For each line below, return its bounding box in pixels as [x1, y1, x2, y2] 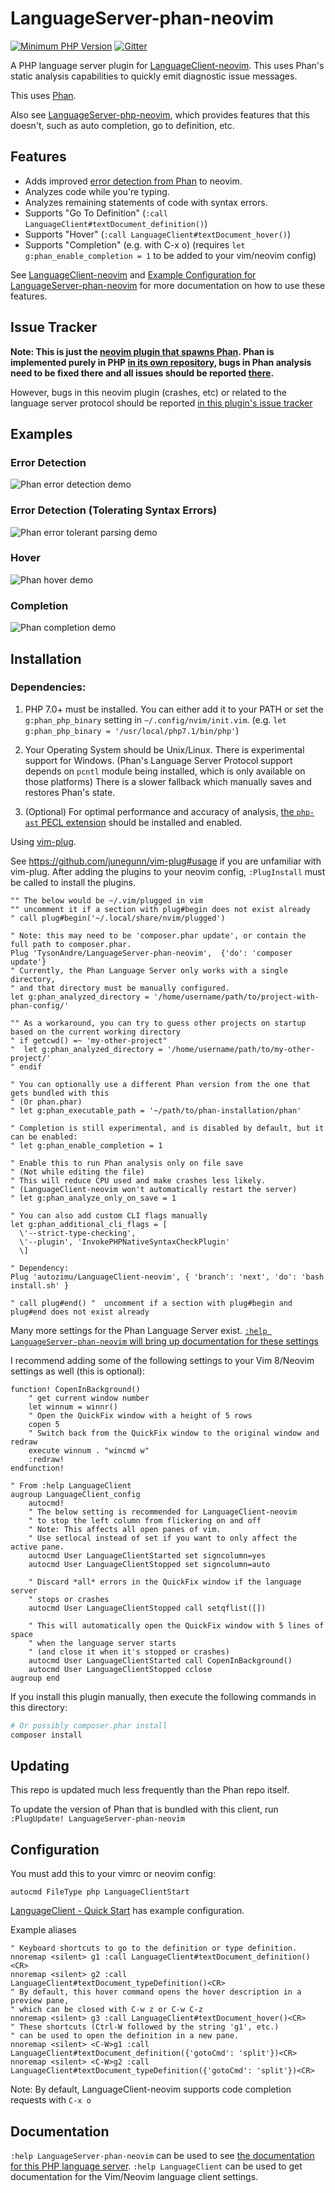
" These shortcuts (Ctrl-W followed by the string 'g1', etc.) [10, 2022, 280, 2032]
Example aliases [10, 1924, 77, 1936]
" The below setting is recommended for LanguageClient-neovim [28, 1507, 298, 1517]
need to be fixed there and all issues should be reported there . [10, 367, 275, 379]
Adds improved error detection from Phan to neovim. [24, 175, 243, 187]
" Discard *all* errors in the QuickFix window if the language [28, 1577, 302, 1587]
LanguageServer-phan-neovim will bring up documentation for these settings [10, 1335, 319, 1347]
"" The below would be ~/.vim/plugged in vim [10, 895, 203, 906]
